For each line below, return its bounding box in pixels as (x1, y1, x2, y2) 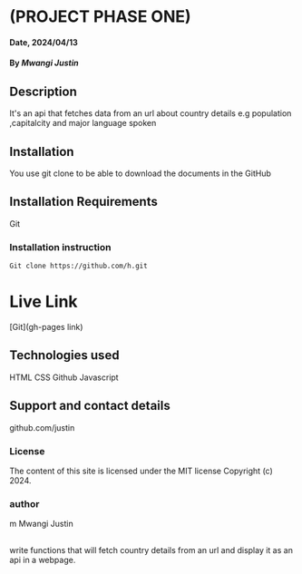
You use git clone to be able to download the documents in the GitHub (9, 168, 272, 179)
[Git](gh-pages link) (9, 322, 83, 333)
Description (9, 83, 77, 99)
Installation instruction (9, 240, 112, 253)
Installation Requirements (9, 194, 159, 209)
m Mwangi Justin (9, 519, 74, 530)
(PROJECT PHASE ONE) (9, 6, 192, 27)
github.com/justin (9, 422, 75, 433)
